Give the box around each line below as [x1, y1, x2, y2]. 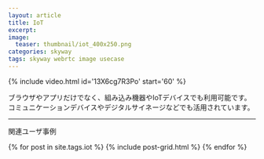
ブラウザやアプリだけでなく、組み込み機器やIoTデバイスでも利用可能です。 [8, 92, 251, 102]
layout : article [8, 11, 61, 20]
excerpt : [8, 26, 37, 34]
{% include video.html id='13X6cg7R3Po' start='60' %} [8, 76, 186, 86]
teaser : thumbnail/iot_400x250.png [15, 41, 132, 49]
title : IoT [8, 19, 44, 27]
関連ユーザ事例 [8, 126, 57, 136]
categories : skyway [8, 48, 72, 56]
